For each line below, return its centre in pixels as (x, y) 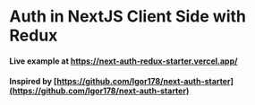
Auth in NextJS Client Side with (127, 17)
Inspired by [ (33, 82)
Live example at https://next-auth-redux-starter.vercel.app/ (123, 61)
